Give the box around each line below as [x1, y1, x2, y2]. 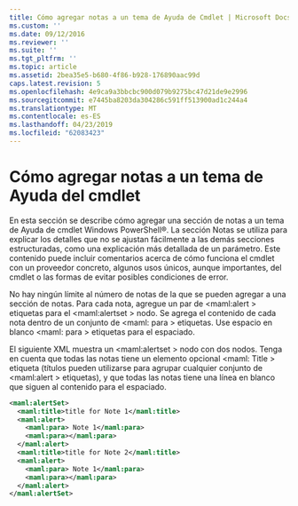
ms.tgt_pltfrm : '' [9, 54, 77, 63]
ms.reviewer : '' [9, 37, 69, 47]
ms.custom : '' [9, 21, 62, 30]
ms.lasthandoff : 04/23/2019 [9, 121, 114, 130]
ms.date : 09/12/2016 [9, 29, 86, 38]
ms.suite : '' [9, 46, 58, 55]
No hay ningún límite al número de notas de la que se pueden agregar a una [9, 289, 286, 299]
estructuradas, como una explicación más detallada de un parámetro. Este [9, 243, 281, 254]
